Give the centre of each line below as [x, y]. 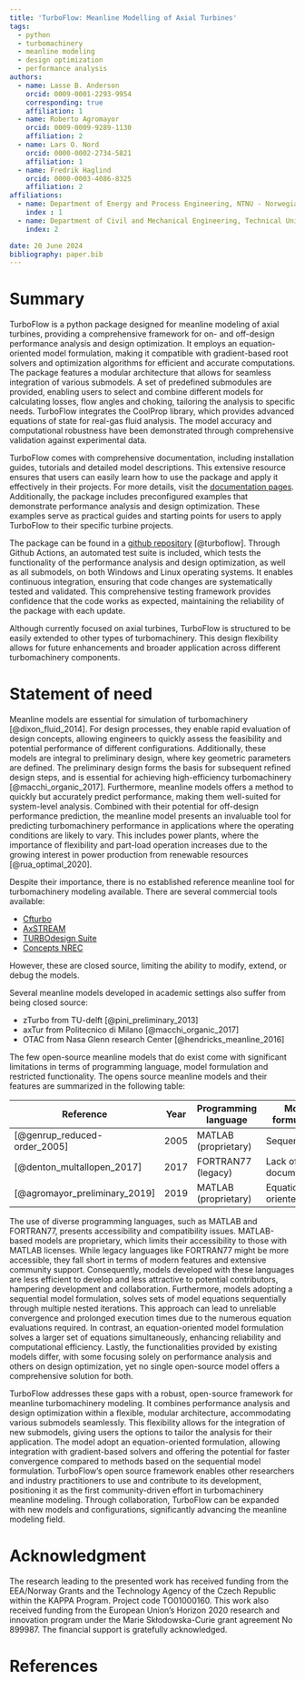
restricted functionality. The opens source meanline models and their [138, 1077]
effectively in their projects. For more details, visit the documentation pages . [152, 487]
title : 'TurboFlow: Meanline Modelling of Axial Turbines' [123, 18]
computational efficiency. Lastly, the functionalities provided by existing [143, 1347]
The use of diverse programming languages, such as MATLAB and [133, 1222]
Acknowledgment [78, 1556]
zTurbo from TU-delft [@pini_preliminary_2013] [110, 1021]
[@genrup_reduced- [59, 1135]
